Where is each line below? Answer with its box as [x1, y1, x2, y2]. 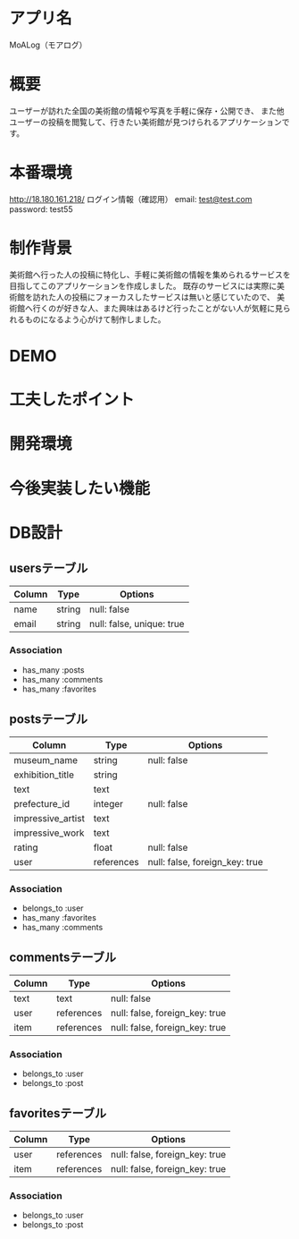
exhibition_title [13, 768, 74, 781]
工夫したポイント [9, 390, 136, 410]
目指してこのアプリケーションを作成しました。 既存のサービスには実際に [9, 280, 278, 291]
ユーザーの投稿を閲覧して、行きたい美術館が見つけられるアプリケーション [9, 116, 283, 127]
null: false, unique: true [88, 617, 185, 630]
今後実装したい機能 [9, 478, 151, 498]
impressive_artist [13, 811, 85, 824]
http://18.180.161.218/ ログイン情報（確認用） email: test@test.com [9, 193, 253, 204]
